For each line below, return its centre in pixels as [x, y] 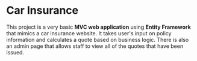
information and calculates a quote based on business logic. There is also [98, 39]
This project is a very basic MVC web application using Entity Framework [98, 27]
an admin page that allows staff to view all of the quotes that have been [95, 46]
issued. [15, 52]
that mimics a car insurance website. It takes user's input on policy [89, 33]
